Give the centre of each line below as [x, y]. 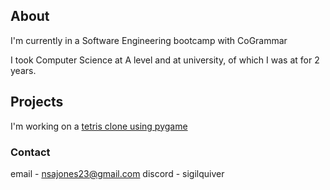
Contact [30, 152]
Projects [37, 102]
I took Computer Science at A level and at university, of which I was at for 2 [165, 60]
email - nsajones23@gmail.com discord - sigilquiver [117, 173]
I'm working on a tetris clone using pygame [99, 126]
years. [23, 70]
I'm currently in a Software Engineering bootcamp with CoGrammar [149, 40]
